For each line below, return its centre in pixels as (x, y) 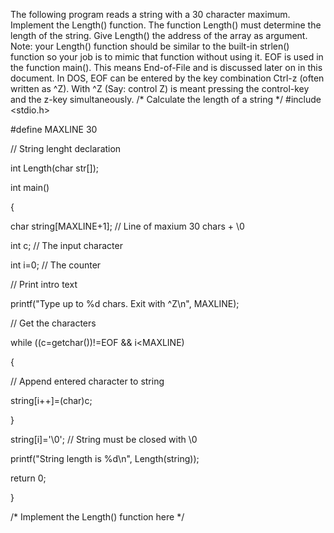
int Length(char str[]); (55, 168)
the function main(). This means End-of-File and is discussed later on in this (166, 67)
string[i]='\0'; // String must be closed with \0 (104, 439)
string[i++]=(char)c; (51, 400)
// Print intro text (44, 284)
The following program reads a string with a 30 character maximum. (150, 14)
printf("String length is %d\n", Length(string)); (105, 458)
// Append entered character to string (87, 381)
